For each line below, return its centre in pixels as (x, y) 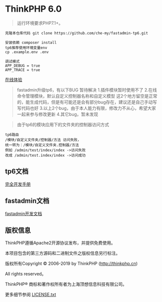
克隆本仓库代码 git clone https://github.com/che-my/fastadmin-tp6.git (77, 33)
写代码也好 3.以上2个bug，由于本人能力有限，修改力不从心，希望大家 (87, 108)
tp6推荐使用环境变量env (26, 48)
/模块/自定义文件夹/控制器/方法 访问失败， (43, 140)
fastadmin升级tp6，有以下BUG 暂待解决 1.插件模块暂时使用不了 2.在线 (87, 90)
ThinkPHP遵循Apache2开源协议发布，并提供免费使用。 (60, 243)
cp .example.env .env (27, 52)
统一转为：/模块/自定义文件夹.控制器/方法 (42, 145)
